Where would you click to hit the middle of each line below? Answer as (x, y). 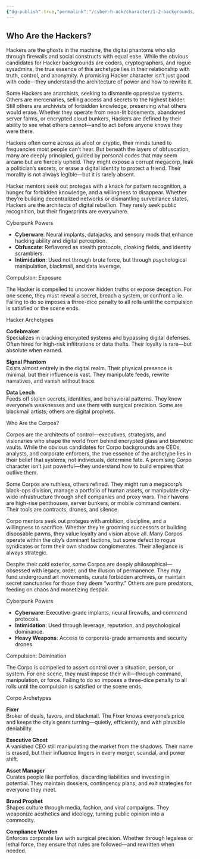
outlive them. (22, 473)
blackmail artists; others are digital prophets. (61, 411)
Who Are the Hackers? (49, 36)
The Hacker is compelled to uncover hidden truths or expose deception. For (99, 289)
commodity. (21, 820)
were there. (20, 131)
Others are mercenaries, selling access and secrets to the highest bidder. (96, 100)
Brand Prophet (24, 801)
